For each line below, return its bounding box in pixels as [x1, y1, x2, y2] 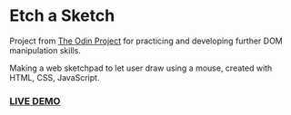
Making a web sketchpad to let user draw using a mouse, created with [9, 62, 273, 73]
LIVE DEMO [9, 94, 61, 107]
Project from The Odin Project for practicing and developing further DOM [9, 35, 284, 46]
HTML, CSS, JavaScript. [9, 72, 100, 82]
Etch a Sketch [9, 5, 115, 26]
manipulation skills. [9, 44, 82, 55]
